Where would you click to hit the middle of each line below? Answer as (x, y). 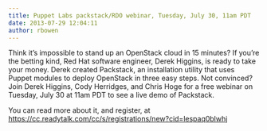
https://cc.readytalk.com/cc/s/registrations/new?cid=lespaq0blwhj (118, 119)
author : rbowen (33, 30)
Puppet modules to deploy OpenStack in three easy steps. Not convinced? (131, 78)
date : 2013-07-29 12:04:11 (53, 23)
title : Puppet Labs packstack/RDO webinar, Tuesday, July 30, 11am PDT (130, 15)
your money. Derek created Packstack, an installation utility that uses (122, 70)
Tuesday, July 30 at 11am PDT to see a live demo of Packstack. (112, 95)
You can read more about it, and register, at (79, 110)
